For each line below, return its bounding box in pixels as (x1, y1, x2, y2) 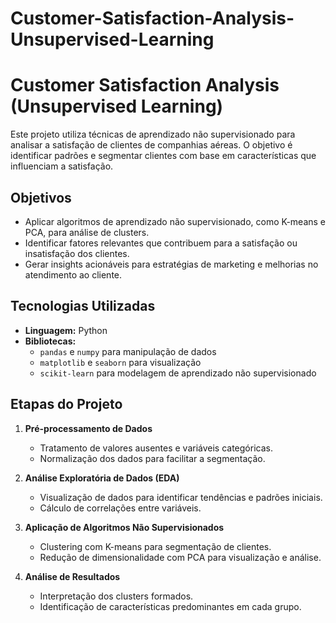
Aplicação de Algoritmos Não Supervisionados (24, 521, 225, 533)
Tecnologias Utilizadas (10, 298, 156, 315)
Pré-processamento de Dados (24, 422, 153, 434)
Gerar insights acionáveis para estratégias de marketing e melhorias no (24, 258, 319, 270)
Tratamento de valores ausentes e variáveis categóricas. (39, 442, 273, 454)
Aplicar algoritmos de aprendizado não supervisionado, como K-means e (24, 215, 327, 227)
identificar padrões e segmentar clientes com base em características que (10, 150, 317, 162)
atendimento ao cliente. (24, 268, 123, 281)
